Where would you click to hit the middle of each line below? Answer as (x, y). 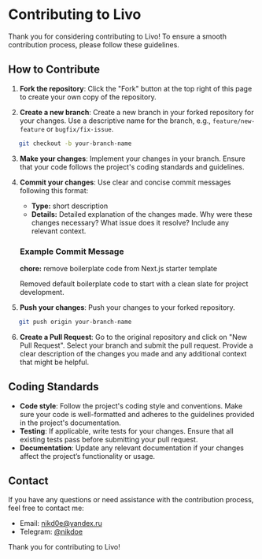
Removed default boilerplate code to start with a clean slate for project (134, 283)
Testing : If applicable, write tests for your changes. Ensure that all (126, 430)
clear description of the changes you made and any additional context (133, 353)
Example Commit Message (72, 252)
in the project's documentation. (70, 423)
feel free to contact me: (46, 508)
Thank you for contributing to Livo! (64, 547)
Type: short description (70, 206)
